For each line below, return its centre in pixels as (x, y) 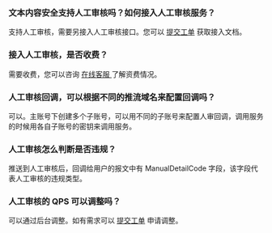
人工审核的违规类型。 (51, 179)
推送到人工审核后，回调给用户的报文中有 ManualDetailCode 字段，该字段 (130, 168)
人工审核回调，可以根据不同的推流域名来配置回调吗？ (112, 97)
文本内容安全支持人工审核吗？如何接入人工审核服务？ (112, 12)
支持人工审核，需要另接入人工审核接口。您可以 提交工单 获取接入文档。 (127, 32)
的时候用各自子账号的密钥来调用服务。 (72, 126)
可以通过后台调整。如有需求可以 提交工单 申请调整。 (96, 221)
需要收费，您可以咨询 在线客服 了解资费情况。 (85, 74)
